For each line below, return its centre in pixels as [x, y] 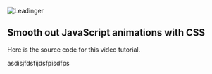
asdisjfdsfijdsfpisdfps [38, 63]
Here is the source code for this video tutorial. [74, 50]
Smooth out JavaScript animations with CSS [106, 32]
